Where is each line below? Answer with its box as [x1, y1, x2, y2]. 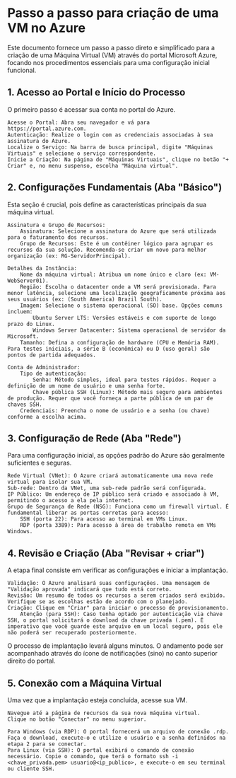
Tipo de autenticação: [20, 370, 87, 377]
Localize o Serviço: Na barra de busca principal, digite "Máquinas [7, 144, 213, 151]
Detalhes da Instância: [7, 265, 78, 272]
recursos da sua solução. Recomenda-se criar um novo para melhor [7, 246, 207, 253]
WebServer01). [7, 277, 49, 284]
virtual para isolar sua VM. [7, 479, 93, 486]
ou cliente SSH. [7, 765, 55, 772]
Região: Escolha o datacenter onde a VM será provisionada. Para [20, 283, 217, 291]
